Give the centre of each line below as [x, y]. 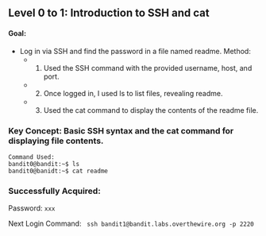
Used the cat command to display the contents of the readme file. [151, 110]
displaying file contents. [56, 141]
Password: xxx [32, 208]
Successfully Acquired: [54, 191]
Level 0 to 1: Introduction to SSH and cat [109, 13]
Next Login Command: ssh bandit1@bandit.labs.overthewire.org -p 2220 [131, 224]
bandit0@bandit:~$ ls [44, 164]
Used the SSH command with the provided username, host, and [148, 68]
